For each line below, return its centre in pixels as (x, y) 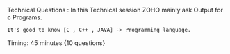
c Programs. (25, 17)
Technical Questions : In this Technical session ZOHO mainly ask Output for (115, 10)
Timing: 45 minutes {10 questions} (56, 43)
